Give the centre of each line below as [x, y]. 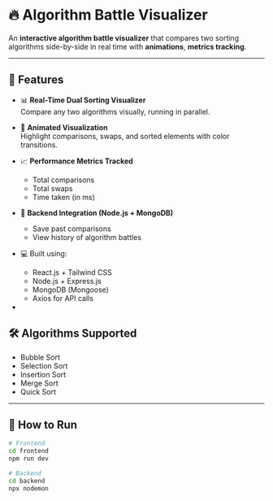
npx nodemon [28, 488]
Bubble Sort [40, 357]
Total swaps [52, 188]
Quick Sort [38, 391]
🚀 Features [36, 80]
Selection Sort [44, 366]
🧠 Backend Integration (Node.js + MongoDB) [97, 212]
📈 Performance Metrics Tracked [77, 161]
